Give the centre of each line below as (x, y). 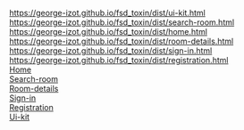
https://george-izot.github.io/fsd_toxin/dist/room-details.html (122, 41)
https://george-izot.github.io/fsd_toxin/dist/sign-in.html (111, 51)
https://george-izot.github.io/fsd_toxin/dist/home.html (109, 32)
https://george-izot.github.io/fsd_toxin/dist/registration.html (119, 60)
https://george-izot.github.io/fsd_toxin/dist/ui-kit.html (107, 13)
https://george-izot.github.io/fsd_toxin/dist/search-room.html (122, 22)
